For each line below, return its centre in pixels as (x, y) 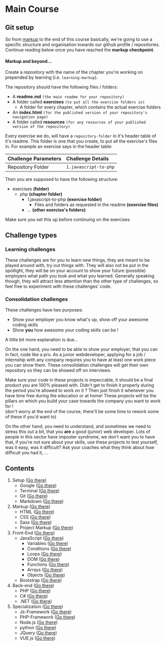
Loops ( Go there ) (45, 554)
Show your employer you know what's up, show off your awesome (80, 320)
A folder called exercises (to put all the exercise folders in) (79, 102)
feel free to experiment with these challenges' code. (58, 286)
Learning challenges (30, 249)
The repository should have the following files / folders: (61, 87)
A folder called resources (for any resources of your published (79, 122)
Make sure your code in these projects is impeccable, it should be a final (79, 380)
